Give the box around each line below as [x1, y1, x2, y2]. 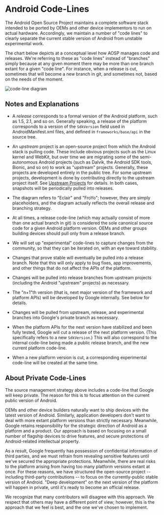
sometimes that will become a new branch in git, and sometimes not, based [5, 71, 158, 77]
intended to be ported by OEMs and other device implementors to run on [5, 25, 152, 30]
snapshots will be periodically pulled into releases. [12, 185, 114, 191]
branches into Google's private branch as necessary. [12, 315, 119, 320]
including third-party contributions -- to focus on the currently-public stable [5, 474, 158, 480]
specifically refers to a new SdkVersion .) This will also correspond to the [12, 334, 158, 340]
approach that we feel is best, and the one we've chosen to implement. [5, 504, 148, 510]
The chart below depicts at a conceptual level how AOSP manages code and [5, 50, 160, 56]
